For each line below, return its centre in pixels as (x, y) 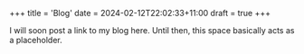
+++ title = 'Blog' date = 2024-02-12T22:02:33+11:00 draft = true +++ (140, 13)
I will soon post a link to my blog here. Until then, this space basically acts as (152, 30)
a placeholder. (36, 40)
